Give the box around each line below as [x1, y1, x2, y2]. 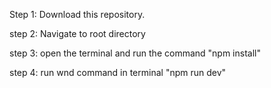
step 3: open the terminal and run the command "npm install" [9, 47, 261, 59]
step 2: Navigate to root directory [9, 28, 146, 39]
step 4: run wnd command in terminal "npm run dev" [9, 67, 227, 78]
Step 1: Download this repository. [9, 9, 146, 20]
